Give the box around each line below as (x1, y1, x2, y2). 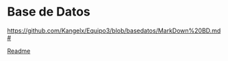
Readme (7, 47, 31, 55)
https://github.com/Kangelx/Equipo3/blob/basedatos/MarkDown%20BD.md (7, 26, 221, 35)
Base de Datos (7, 4, 91, 20)
